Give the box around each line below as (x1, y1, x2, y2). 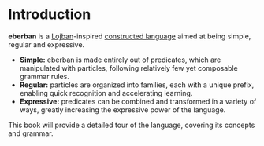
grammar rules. (19, 71, 69, 81)
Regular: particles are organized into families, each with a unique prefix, (19, 80, 255, 89)
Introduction (8, 5, 91, 24)
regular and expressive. (8, 39, 85, 49)
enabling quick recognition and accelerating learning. (19, 88, 193, 97)
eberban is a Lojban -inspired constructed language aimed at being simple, (8, 31, 251, 41)
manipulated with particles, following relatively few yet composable (19, 63, 238, 72)
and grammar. (8, 128, 54, 138)
